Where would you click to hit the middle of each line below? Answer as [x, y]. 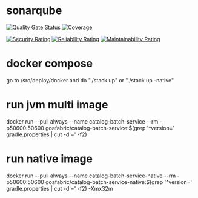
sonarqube [34, 11]
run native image [49, 159]
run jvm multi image [57, 105]
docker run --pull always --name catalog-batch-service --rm [82, 121]
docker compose [50, 64]
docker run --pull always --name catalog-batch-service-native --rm [91, 176]
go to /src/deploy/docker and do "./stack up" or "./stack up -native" [90, 80]
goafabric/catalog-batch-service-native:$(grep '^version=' [119, 182]
